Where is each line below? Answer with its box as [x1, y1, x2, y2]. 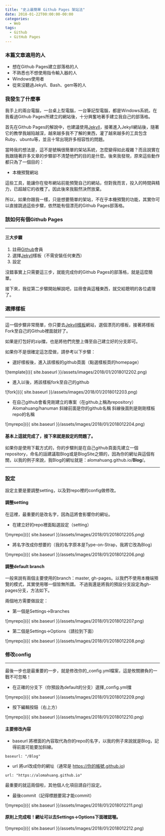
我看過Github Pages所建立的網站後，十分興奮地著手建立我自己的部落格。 [5, 114, 153, 120]
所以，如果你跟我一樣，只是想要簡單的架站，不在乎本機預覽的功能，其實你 [5, 197, 156, 203]
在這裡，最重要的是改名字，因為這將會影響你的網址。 [5, 511, 113, 517]
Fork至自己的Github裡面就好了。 [5, 328, 71, 334]
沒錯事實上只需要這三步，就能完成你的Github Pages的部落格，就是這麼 [5, 269, 149, 275]
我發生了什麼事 [5, 96, 41, 103]
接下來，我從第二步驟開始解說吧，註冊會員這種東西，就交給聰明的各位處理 [5, 286, 156, 291]
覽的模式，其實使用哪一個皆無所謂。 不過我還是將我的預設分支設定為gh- [5, 581, 151, 587]
